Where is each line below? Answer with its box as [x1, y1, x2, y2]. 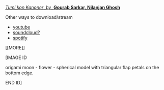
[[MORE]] [5, 45, 25, 50]
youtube [12, 24, 31, 30]
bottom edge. [5, 70, 34, 76]
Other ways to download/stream [5, 14, 73, 20]
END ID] [5, 80, 22, 85]
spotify [12, 35, 28, 41]
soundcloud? [12, 29, 40, 35]
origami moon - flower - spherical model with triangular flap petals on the [5, 65, 159, 70]
